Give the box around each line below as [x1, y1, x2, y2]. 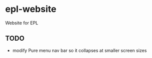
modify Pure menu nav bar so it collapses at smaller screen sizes [12, 47, 147, 53]
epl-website [5, 3, 57, 15]
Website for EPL [5, 20, 39, 26]
